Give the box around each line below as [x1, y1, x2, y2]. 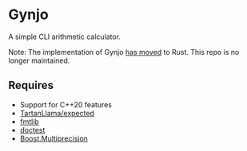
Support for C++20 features [19, 99, 112, 109]
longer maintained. [8, 56, 70, 65]
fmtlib [19, 117, 40, 126]
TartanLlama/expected [19, 108, 94, 118]
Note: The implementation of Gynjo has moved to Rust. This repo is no [8, 47, 240, 56]
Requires [8, 79, 54, 92]
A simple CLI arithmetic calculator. [8, 32, 122, 41]
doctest [19, 125, 46, 134]
